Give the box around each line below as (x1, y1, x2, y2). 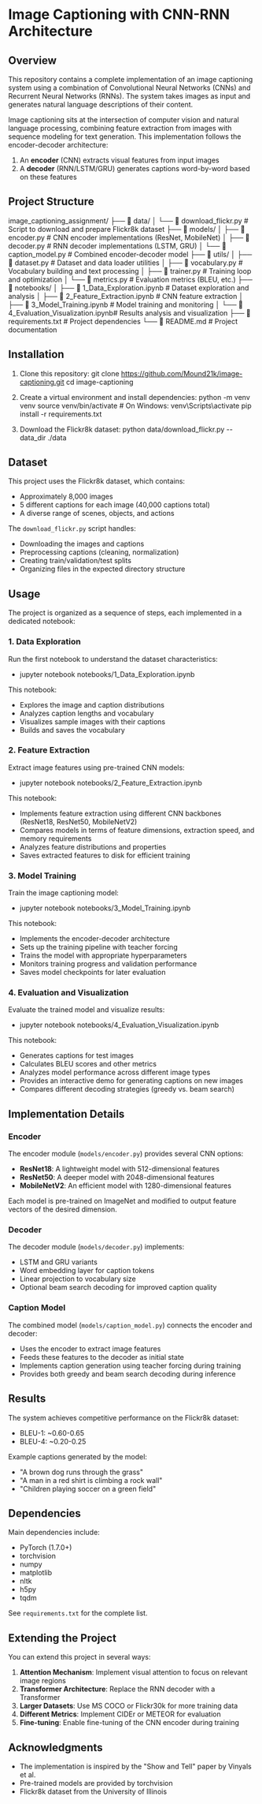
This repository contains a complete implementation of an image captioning (8, 75, 253, 84)
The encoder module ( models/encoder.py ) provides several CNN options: (8, 1149, 244, 1159)
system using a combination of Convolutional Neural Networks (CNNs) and (8, 83, 251, 92)
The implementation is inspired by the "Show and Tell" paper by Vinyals (19, 1761, 252, 1771)
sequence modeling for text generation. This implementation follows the (8, 132, 242, 141)
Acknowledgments (8, 1741, 104, 1754)
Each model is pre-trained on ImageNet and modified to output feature (8, 1197, 237, 1206)
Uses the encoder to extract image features (19, 1343, 161, 1354)
